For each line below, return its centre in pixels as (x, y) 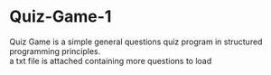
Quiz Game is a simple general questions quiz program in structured (136, 42)
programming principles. (55, 51)
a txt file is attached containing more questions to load (111, 61)
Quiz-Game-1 (61, 17)
